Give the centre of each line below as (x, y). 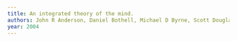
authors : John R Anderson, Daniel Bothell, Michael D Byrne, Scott (109, 20)
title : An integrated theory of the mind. (71, 14)
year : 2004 (23, 26)
